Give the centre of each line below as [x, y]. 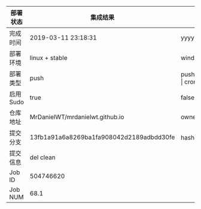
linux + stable [48, 58]
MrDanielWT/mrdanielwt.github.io [77, 117]
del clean [42, 157]
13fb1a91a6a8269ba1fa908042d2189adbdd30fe [102, 137]
